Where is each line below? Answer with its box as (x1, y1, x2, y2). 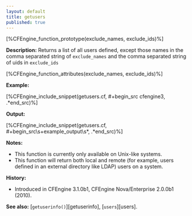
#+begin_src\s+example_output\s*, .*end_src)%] (6, 128, 123, 135)
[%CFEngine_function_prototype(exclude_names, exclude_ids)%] (6, 36, 164, 43)
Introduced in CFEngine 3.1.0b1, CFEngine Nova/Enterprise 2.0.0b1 (14, 186, 174, 193)
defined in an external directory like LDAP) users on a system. (14, 163, 163, 170)
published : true (6, 19, 46, 25)
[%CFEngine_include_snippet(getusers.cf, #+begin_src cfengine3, (6, 93, 165, 100)
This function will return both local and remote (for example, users (14, 157, 174, 164)
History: (6, 175, 26, 182)
